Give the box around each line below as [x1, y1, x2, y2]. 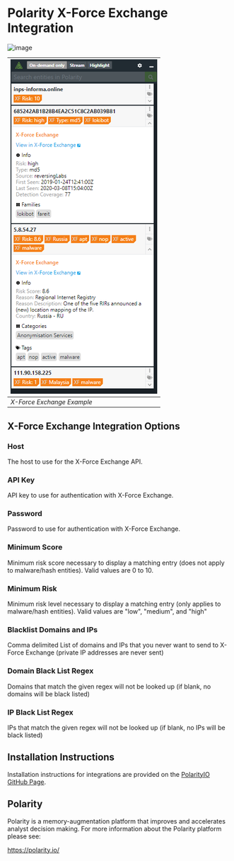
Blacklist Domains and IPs [7, 624, 98, 634]
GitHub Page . [7, 778, 47, 786]
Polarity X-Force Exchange [7, 5, 168, 21]
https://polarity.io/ [7, 845, 60, 854]
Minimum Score [7, 542, 63, 552]
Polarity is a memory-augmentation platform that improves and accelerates [7, 816, 226, 825]
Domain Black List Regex [7, 666, 94, 676]
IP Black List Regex [7, 707, 74, 717]
